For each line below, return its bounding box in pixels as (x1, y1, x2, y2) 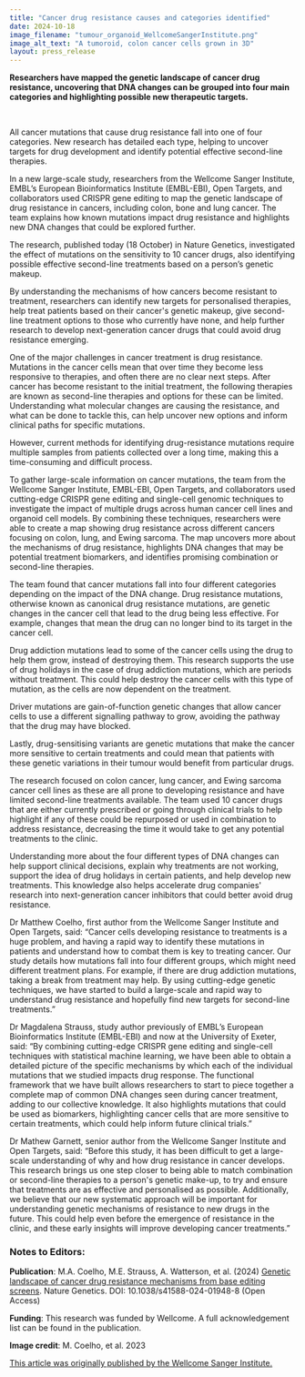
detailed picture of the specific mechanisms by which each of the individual (9, 1060, 293, 1071)
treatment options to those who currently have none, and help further (25, 315, 285, 326)
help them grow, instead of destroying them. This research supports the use (9, 654, 294, 665)
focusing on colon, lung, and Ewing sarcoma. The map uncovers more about (9, 532, 296, 543)
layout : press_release (9, 47, 96, 56)
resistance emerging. (9, 334, 89, 346)
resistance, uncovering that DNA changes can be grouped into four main (9, 82, 290, 93)
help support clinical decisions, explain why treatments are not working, (9, 861, 280, 872)
